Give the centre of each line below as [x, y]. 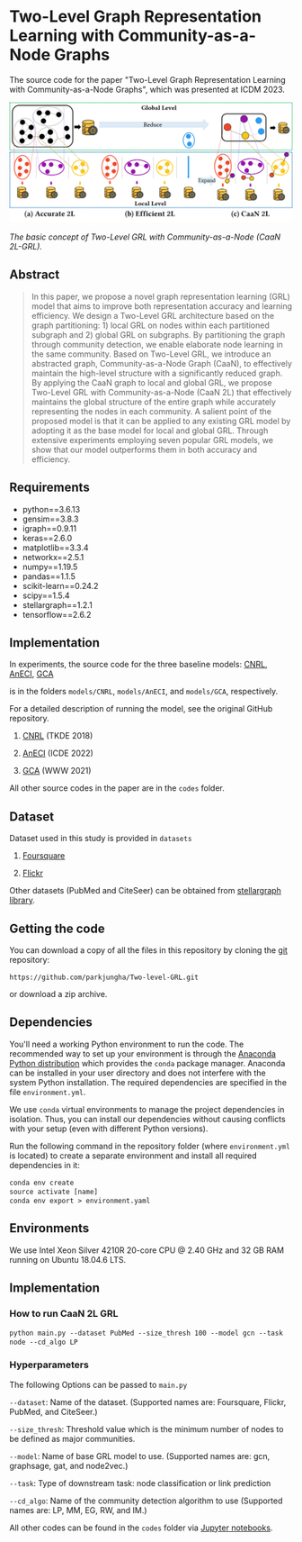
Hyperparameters [49, 1365]
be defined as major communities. [72, 1438]
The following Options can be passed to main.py [98, 1384]
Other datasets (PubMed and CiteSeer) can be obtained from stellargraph [145, 891]
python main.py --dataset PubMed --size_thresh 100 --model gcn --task [146, 1333]
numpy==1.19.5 [50, 567]
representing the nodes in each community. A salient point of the [151, 411]
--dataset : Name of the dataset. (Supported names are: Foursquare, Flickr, [148, 1401]
